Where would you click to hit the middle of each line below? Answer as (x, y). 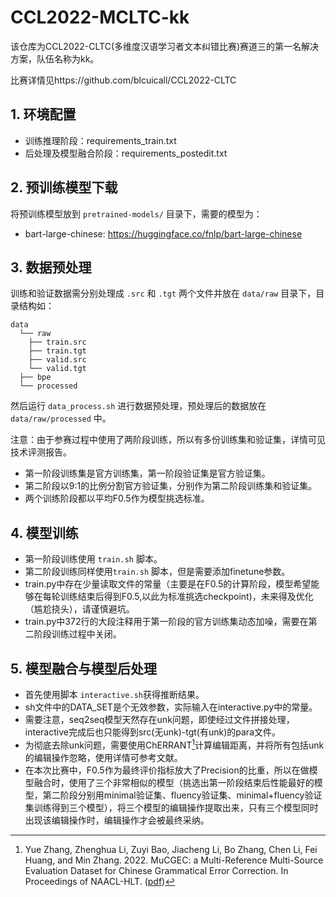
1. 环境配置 (43, 114)
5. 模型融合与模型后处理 (83, 668)
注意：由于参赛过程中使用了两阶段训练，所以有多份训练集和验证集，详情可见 (168, 440)
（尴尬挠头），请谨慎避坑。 (79, 609)
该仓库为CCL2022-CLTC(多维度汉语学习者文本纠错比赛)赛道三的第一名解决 (165, 46)
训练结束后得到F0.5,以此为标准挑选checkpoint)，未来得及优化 (186, 597)
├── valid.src (57, 360)
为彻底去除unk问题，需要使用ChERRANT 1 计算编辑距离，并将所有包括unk (174, 744)
